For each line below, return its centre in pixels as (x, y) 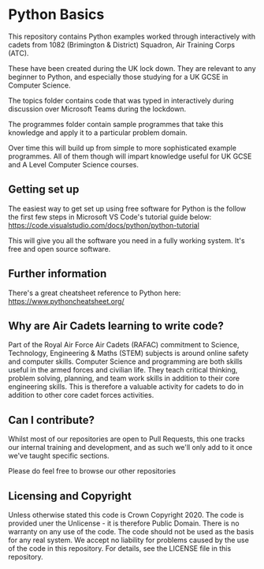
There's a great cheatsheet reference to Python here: (95, 293)
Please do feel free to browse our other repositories (92, 471)
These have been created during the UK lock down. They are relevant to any (132, 68)
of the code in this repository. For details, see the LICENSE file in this (120, 548)
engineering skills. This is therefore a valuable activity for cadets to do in (126, 387)
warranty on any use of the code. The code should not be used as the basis (131, 532)
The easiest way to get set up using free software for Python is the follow (127, 208)
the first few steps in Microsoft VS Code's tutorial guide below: (110, 217)
